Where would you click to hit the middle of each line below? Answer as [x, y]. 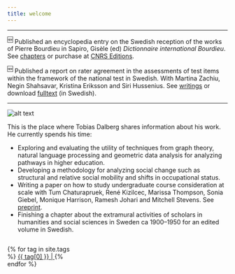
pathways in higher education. [61, 162]
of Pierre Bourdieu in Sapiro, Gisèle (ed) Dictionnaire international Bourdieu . [116, 49]
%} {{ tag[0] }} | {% [35, 257]
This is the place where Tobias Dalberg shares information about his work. [114, 127]
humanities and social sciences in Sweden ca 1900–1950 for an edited [118, 222]
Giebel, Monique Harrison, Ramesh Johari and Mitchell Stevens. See [116, 199]
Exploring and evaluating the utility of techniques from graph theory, [116, 147]
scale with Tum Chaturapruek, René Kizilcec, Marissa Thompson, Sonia [120, 192]
